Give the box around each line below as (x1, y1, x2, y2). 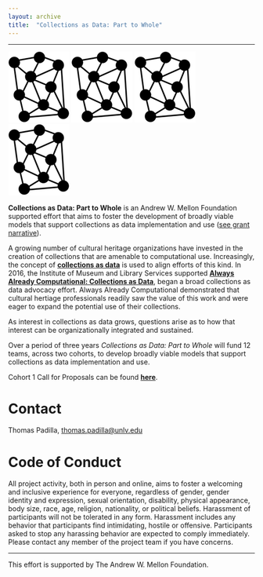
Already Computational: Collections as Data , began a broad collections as (8, 276, 251, 286)
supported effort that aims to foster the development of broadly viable (8, 211, 234, 221)
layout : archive (8, 13, 61, 20)
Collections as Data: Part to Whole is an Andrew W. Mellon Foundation (8, 203, 237, 212)
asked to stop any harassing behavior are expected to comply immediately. (8, 529, 250, 539)
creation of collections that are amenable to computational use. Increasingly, (8, 251, 255, 261)
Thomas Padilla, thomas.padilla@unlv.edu (8, 425, 143, 435)
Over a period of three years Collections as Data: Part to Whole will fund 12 (8, 340, 251, 349)
